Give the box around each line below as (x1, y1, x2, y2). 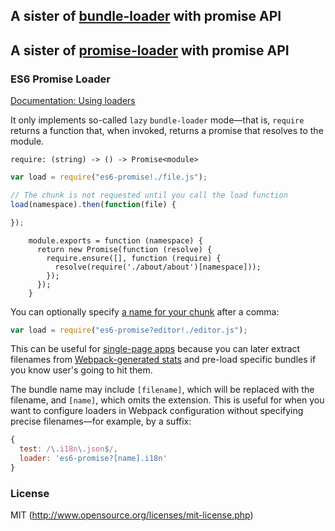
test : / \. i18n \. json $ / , (19, 444, 118, 454)
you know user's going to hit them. (10, 364, 153, 376)
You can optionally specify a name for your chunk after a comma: (10, 305, 280, 318)
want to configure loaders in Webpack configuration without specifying (10, 405, 304, 417)
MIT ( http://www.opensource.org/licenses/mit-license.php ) (10, 509, 254, 521)
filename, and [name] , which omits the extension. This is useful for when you (10, 394, 325, 406)
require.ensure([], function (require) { (46, 253, 222, 263)
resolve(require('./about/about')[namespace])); (54, 262, 262, 272)
